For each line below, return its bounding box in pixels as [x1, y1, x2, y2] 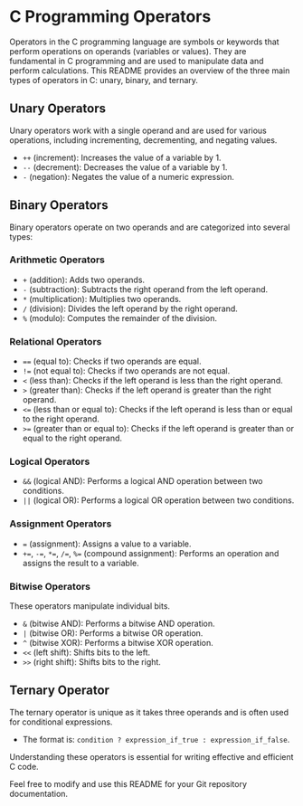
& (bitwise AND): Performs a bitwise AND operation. [22, 618, 215, 630]
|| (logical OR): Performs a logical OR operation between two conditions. [22, 495, 295, 506]
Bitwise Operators [9, 580, 90, 593]
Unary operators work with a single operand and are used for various [9, 125, 267, 136]
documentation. [9, 788, 69, 799]
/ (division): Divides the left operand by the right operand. [22, 303, 238, 314]
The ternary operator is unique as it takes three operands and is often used [9, 706, 289, 717]
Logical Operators [9, 455, 90, 468]
